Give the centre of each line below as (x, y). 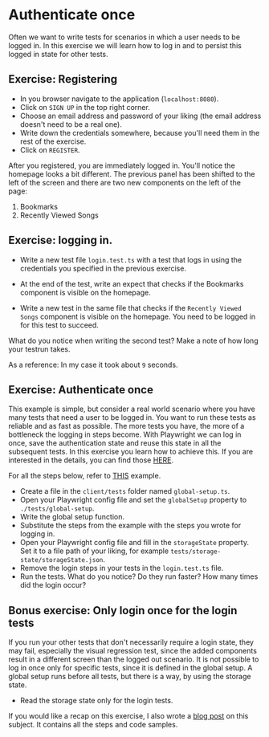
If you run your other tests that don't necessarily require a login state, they (131, 642)
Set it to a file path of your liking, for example (94, 551)
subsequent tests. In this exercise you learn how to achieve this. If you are (131, 452)
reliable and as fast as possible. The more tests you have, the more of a (126, 426)
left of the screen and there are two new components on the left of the (124, 182)
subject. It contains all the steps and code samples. (93, 725)
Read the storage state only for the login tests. (96, 701)
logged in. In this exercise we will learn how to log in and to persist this (125, 45)
